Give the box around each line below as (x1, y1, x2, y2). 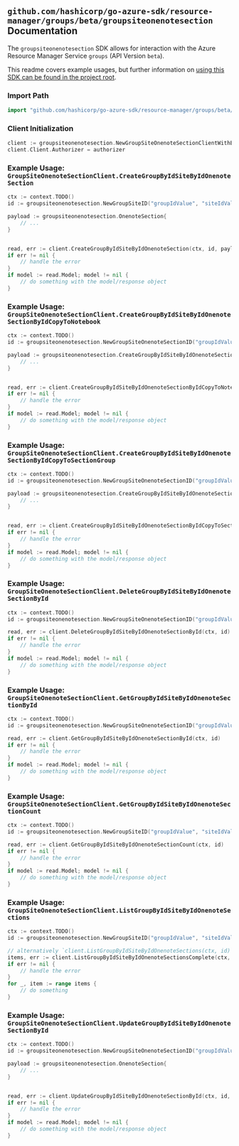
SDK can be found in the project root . (7, 73, 117, 81)
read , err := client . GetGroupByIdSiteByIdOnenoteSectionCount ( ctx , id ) (7, 841, 224, 848)
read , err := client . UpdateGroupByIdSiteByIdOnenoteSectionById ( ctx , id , (7, 1092, 231, 1100)
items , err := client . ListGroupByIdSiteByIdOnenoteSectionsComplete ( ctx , (7, 953, 231, 961)
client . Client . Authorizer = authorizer (7, 146, 126, 154)
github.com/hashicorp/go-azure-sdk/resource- (7, 6, 213, 17)
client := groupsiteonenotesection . (7, 139, 116, 147)
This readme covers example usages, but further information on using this (7, 65, 225, 74)
